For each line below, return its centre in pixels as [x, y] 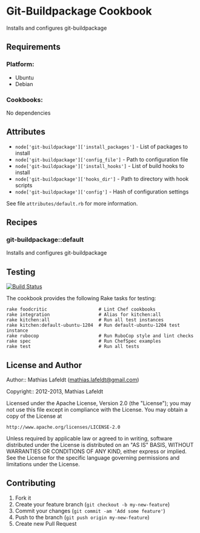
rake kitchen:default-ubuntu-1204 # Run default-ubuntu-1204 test [93, 326]
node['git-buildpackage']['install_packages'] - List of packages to [101, 146]
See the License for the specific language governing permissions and [93, 458]
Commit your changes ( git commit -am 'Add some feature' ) [90, 511]
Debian [24, 84]
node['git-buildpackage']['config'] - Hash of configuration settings [102, 192]
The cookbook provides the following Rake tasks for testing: [81, 298]
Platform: [20, 64]
